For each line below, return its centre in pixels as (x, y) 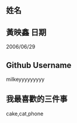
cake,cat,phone (25, 114)
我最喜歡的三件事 (37, 99)
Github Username (39, 65)
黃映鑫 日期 (26, 32)
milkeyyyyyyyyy (25, 79)
